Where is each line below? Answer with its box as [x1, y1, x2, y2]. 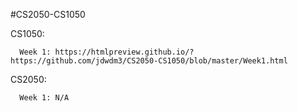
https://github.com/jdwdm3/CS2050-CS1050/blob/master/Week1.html [10, 56, 288, 66]
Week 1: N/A [19, 93, 70, 103]
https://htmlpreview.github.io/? [54, 47, 195, 57]
